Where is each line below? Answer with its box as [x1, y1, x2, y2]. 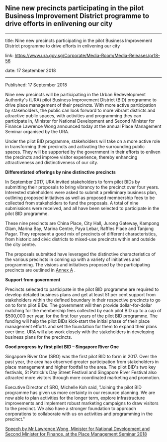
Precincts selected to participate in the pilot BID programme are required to [5, 286, 159, 292]
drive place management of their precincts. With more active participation [5, 102, 157, 108]
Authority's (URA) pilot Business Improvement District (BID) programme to [5, 97, 157, 103]
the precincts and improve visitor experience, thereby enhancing [5, 154, 138, 160]
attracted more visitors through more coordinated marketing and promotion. [5, 374, 161, 381]
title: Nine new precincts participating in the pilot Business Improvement [5, 37, 153, 43]
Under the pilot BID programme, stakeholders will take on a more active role [5, 138, 161, 144]
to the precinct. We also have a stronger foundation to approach [5, 405, 137, 411]
